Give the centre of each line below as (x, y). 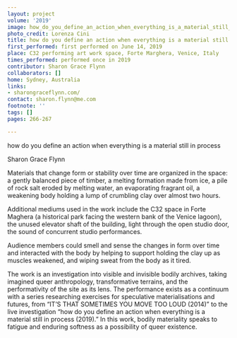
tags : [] (20, 112)
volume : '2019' (30, 21)
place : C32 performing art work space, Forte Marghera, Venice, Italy (113, 54)
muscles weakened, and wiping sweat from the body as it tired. (99, 260)
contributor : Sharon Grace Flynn (56, 66)
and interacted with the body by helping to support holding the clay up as (114, 252)
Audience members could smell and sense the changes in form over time (114, 245)
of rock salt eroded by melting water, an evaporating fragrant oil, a (104, 187)
